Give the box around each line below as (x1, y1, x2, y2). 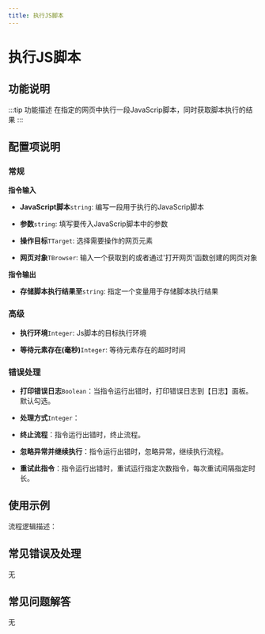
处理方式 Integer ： (19, 413, 80, 422)
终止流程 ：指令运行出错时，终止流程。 (19, 429, 145, 439)
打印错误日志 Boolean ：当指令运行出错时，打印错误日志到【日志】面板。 (19, 386, 253, 395)
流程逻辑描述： (8, 521, 57, 531)
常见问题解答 (8, 594, 71, 608)
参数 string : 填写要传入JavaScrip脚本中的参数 (19, 219, 168, 229)
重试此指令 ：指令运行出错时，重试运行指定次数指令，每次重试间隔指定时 (19, 463, 256, 473)
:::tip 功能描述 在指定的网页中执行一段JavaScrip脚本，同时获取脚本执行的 (8, 105, 247, 114)
